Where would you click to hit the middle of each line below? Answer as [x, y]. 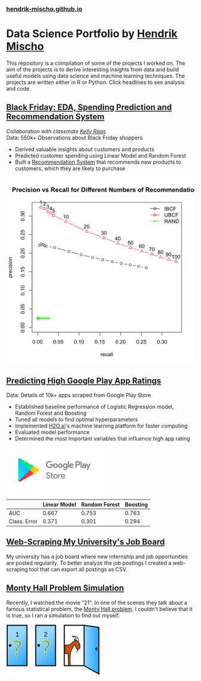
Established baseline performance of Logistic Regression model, [94, 407]
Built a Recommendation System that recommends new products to [98, 162]
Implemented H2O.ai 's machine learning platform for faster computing [101, 426]
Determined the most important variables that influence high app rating [102, 439]
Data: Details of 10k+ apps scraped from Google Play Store [79, 395]
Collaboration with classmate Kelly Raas [56, 131]
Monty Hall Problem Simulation [65, 588]
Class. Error [23, 522]
